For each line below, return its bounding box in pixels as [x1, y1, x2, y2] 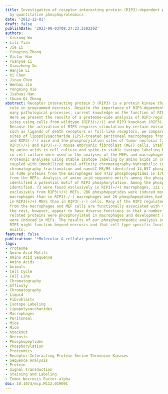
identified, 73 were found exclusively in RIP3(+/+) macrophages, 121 [9, 185, 160, 190]
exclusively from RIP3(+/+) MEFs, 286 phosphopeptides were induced [9, 189, 155, 194]
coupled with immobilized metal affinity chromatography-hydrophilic [9, 161, 157, 166]
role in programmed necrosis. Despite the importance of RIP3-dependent [9, 106, 164, 111]
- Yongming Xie [5, 86, 37, 92]
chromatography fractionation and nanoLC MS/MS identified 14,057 [9, 166, 151, 171]
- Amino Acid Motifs [5, 250, 48, 255]
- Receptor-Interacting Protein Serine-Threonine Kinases [5, 353, 128, 358]
